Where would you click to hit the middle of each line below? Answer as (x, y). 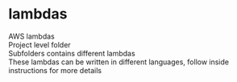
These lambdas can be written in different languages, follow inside (119, 62)
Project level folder (39, 44)
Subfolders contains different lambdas (72, 53)
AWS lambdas (31, 36)
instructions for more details (55, 70)
